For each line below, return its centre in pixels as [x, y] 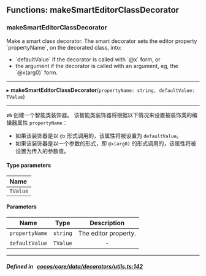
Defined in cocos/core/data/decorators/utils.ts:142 [74, 266]
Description [107, 223]
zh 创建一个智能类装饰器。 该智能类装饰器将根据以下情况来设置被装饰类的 [99, 115]
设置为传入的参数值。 [42, 151]
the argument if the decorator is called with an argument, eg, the [97, 66]
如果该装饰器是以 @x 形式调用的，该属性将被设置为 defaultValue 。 [98, 136]
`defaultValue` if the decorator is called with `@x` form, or [88, 59]
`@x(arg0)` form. [36, 72]
